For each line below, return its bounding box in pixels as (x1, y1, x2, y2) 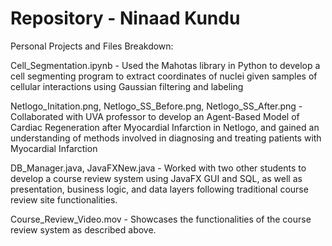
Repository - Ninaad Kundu (10, 7, 241, 30)
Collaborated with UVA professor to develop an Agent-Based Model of (10, 110, 300, 122)
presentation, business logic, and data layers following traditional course (10, 183, 309, 195)
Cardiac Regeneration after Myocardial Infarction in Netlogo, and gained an (10, 121, 320, 133)
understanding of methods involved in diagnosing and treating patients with (10, 132, 322, 144)
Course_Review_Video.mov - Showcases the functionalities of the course (10, 213, 312, 225)
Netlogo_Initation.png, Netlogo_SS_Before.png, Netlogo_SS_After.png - (10, 100, 303, 112)
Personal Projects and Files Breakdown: (10, 40, 174, 52)
